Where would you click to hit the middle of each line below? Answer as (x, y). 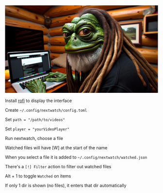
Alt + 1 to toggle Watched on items (38, 176)
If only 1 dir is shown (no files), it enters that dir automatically (66, 185)
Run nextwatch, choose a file (34, 138)
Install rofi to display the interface (38, 101)
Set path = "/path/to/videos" (35, 119)
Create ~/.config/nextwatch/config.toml (46, 110)
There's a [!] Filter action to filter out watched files (58, 166)
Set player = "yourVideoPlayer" (37, 129)
